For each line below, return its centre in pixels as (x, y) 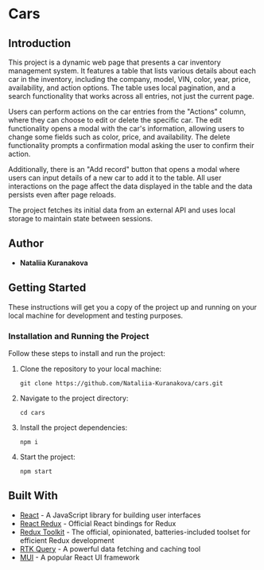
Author (26, 244)
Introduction (40, 43)
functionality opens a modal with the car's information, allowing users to (126, 129)
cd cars (32, 412)
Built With (33, 496)
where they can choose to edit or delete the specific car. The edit (115, 120)
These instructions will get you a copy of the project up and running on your (132, 306)
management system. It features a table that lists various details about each (132, 71)
